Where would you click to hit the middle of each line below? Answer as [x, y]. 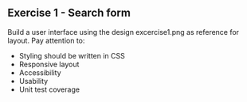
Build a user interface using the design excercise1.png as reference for [123, 32]
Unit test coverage [49, 89]
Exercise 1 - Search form [69, 13]
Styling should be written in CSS [72, 55]
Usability [33, 81]
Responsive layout [49, 64]
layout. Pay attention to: [46, 40]
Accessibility [40, 72]
